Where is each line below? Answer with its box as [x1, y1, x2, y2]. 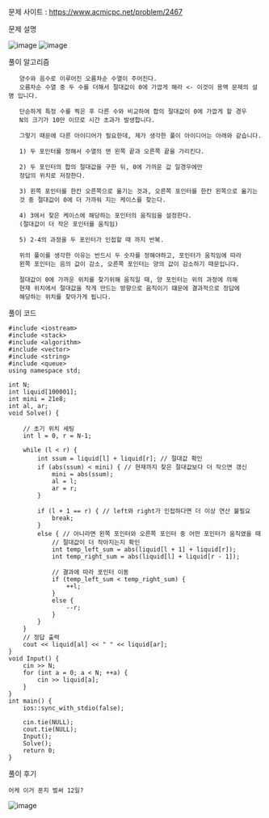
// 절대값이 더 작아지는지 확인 [51, 538, 141, 546]
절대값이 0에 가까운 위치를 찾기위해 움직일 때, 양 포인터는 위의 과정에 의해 [19, 276, 238, 284]
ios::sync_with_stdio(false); [23, 704, 125, 712]
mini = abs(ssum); [51, 470, 114, 479]
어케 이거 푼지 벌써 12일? [8, 786, 84, 795]
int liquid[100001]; [8, 388, 78, 396]
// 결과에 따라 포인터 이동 [51, 568, 129, 576]
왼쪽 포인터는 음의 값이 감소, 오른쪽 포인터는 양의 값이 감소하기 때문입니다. [19, 260, 240, 268]
